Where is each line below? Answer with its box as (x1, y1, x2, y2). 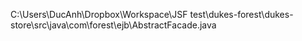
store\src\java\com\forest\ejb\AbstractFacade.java (10, 19, 217, 31)
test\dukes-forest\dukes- (189, 9, 294, 20)
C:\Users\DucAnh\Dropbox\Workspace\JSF (10, 9, 188, 20)
